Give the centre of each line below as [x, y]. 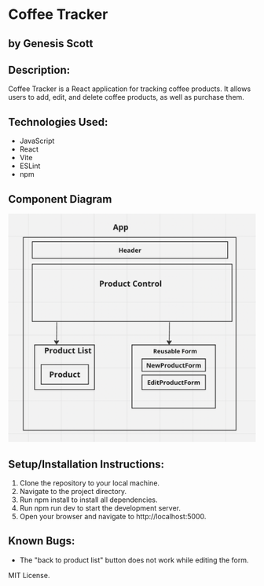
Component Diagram [60, 199]
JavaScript [37, 141]
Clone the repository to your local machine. [89, 483]
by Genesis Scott [51, 44]
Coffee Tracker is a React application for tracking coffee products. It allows [130, 89]
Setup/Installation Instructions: [86, 464]
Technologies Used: [58, 122]
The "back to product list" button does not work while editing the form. [134, 560]
